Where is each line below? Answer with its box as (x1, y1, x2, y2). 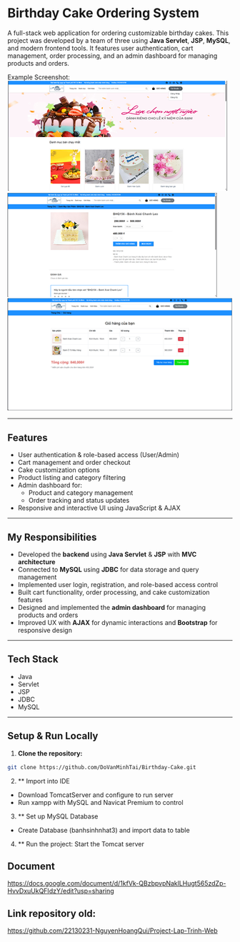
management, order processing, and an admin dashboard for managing (7, 51, 218, 60)
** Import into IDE (17, 776, 70, 785)
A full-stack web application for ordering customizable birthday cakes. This (7, 29, 229, 37)
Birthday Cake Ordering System (7, 5, 200, 21)
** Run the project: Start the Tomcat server (17, 839, 144, 848)
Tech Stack (7, 653, 59, 666)
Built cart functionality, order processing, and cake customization (17, 588, 210, 597)
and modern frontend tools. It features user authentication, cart (7, 44, 194, 52)
